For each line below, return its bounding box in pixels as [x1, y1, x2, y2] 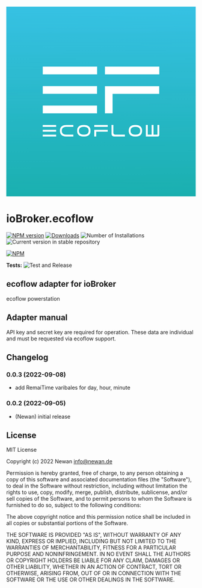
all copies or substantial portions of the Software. [6, 519, 128, 527]
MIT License [6, 446, 37, 454]
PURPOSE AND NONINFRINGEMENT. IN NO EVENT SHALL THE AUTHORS [6, 551, 191, 558]
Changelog [6, 352, 49, 362]
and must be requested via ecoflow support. [6, 335, 116, 342]
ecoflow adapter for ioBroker [6, 279, 117, 289]
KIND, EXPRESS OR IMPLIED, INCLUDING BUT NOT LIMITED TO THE [6, 537, 177, 545]
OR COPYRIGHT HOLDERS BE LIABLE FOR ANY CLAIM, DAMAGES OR [6, 557, 180, 564]
